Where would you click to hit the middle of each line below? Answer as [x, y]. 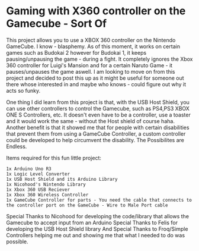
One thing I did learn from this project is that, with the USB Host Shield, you [98, 102]
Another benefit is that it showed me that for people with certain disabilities [98, 127]
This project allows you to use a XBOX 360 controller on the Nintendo [91, 40]
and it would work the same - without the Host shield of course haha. [90, 121]
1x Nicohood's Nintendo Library [46, 184]
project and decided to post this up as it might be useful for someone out [95, 78]
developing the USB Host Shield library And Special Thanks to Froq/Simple [97, 229]
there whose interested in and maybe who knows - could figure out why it [96, 84]
